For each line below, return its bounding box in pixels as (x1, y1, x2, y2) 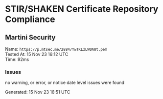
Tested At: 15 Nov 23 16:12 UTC (5, 51, 69, 57)
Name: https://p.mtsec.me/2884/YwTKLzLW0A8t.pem (5, 46, 108, 52)
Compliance (5, 14, 55, 25)
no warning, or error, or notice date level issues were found (5, 79, 125, 86)
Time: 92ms (5, 57, 29, 62)
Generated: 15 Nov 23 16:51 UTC (5, 89, 70, 95)
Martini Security (5, 33, 56, 41)
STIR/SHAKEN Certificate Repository (5, 3, 159, 15)
